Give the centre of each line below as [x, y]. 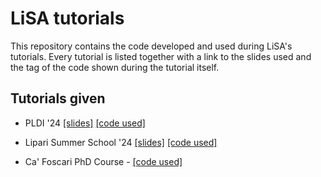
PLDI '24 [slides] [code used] [85, 123]
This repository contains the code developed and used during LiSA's [151, 46]
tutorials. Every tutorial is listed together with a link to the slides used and [161, 56]
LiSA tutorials [67, 18]
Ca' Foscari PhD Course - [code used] [103, 161]
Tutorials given [58, 98]
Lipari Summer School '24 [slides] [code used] [121, 142]
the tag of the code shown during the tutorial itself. [115, 67]
